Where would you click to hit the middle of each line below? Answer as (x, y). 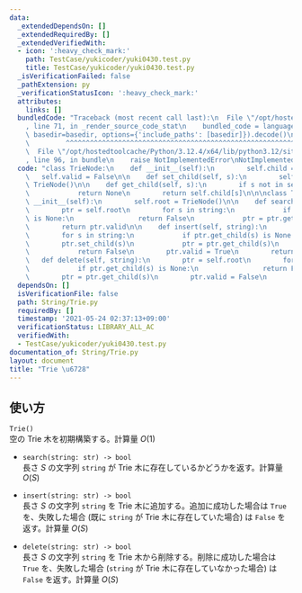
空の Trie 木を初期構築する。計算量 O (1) (82, 439)
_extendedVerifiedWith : (62, 43)
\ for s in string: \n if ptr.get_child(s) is (148, 235)
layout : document (42, 361)
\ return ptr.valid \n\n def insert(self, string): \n (147, 227)
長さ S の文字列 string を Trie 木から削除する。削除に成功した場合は (149, 557)
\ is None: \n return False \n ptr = (144, 218)
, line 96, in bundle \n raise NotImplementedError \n (133, 160)
